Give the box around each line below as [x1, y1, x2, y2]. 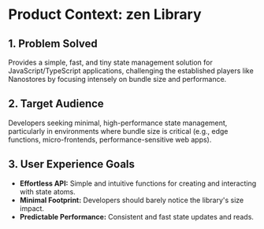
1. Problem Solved [8, 37, 98, 50]
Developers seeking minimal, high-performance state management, [8, 118, 228, 127]
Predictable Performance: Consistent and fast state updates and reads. [19, 212, 255, 221]
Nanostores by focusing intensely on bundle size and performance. [8, 75, 227, 83]
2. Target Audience [8, 97, 104, 111]
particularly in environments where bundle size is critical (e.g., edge [8, 126, 229, 135]
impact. [19, 203, 45, 213]
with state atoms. [19, 187, 76, 196]
